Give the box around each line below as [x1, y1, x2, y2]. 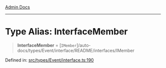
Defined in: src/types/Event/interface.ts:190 [5, 57, 94, 63]
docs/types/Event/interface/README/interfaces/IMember [17, 47, 135, 53]
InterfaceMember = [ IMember [17, 42, 77, 48]
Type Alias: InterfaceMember [5, 26, 128, 37]
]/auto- [76, 42, 91, 48]
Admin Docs [5, 4, 30, 10]
